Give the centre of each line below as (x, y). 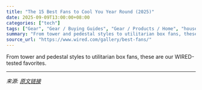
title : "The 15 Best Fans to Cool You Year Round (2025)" (80, 12)
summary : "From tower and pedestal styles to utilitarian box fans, (94, 34)
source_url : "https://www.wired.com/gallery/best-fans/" (79, 40)
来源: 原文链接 (23, 81)
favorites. (35, 63)
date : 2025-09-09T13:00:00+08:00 (48, 17)
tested (14, 63)
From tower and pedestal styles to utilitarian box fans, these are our (90, 57)
